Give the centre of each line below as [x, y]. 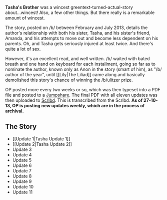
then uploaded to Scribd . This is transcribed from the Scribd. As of [74, 100]
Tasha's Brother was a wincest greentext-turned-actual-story [69, 7]
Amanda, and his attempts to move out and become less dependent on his [82, 38]
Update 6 [22, 165]
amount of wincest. [25, 18]
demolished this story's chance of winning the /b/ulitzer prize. [69, 80]
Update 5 [22, 160]
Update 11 [22, 192]
